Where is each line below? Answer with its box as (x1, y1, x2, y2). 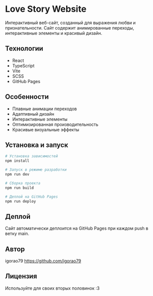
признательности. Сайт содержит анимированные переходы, (5, 25, 134, 30)
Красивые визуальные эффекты (12, 126, 79, 132)
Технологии (5, 44, 43, 53)
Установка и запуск (5, 141, 69, 149)
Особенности (5, 92, 49, 101)
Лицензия (5, 272, 37, 281)
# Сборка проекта (5, 180, 41, 185)
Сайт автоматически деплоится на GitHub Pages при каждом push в (5, 225, 149, 232)
